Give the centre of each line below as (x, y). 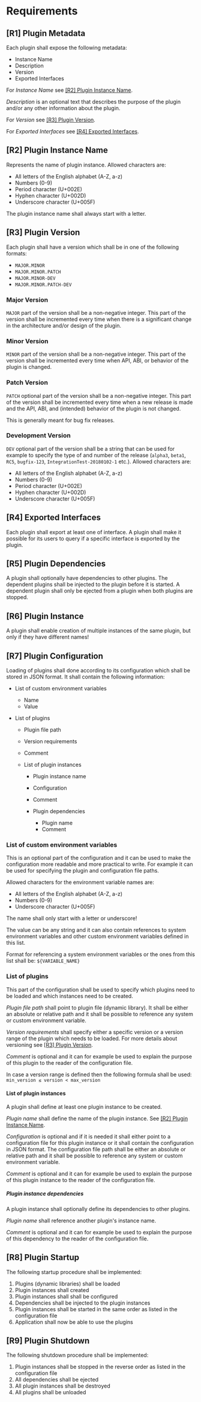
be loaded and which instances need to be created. (70, 996)
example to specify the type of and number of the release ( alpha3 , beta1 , (96, 455)
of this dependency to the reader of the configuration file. (77, 1239)
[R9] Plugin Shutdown (48, 1341)
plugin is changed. (29, 367)
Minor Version (27, 341)
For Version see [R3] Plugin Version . (51, 120)
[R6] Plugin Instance (45, 616)
